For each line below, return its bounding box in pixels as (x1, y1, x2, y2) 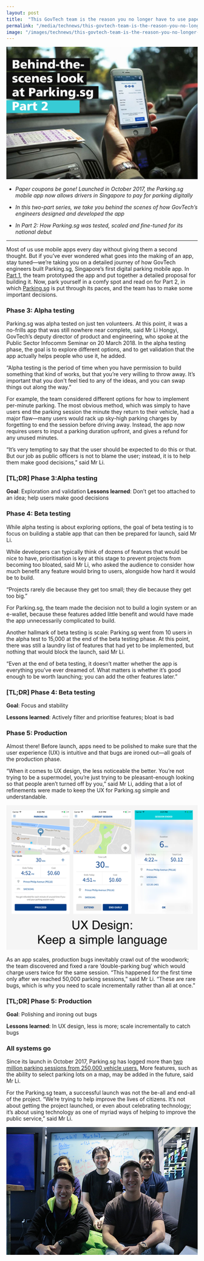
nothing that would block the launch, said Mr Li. (6, 648, 126, 655)
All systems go (6, 1044, 52, 1052)
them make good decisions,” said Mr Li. (6, 459, 105, 466)
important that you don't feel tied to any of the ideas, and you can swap (6, 377, 185, 385)
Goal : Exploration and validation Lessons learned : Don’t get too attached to (6, 487, 195, 495)
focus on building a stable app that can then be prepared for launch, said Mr (6, 529, 197, 537)
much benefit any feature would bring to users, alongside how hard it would (6, 567, 196, 575)
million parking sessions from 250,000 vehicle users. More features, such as (6, 1064, 198, 1072)
